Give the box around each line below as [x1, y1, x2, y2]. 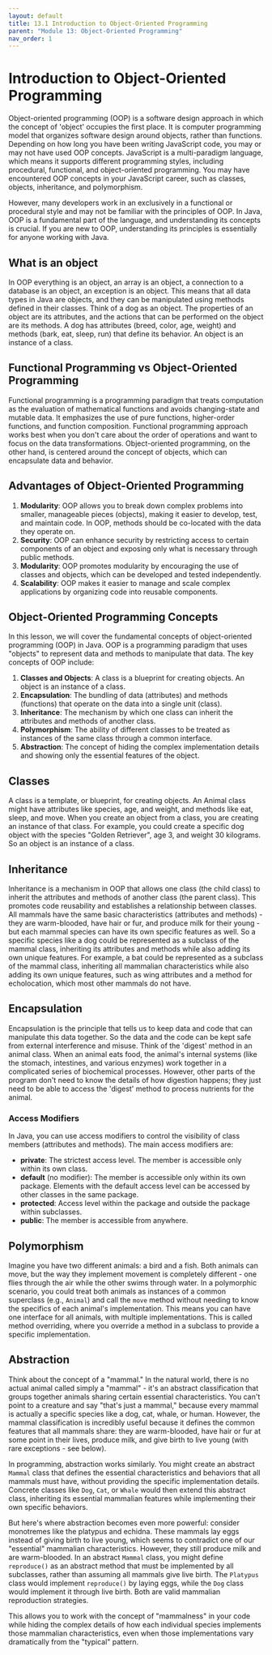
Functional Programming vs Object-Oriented [8, 361, 237, 375]
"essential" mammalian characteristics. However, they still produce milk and [8, 1543, 261, 1553]
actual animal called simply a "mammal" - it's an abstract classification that [8, 1383, 259, 1392]
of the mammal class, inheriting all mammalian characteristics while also [8, 961, 249, 971]
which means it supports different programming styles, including [8, 156, 224, 166]
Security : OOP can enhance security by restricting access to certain [19, 535, 249, 545]
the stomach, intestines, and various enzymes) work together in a [8, 1058, 227, 1067]
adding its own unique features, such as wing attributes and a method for [8, 970, 253, 980]
